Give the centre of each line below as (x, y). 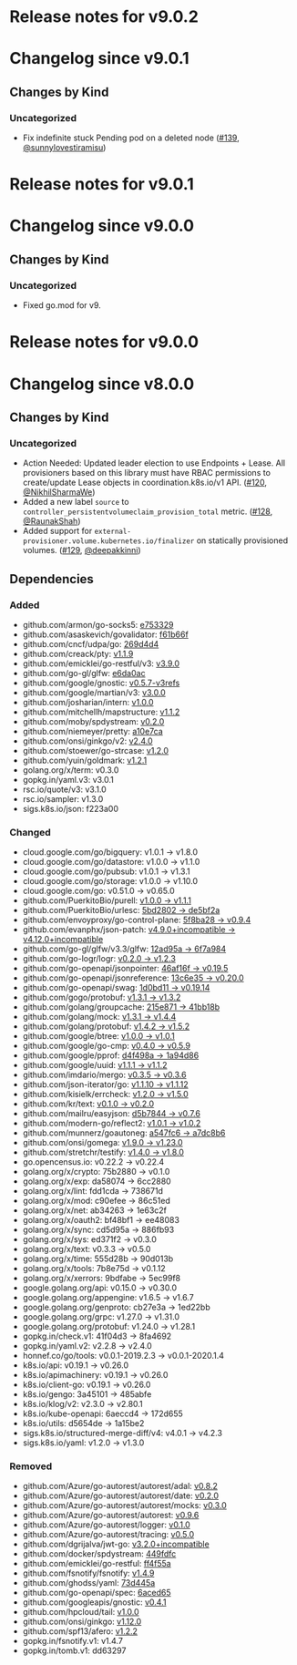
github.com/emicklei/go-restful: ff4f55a (97, 1564)
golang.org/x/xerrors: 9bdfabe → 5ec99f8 (102, 1279)
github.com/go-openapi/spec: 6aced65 (97, 1593)
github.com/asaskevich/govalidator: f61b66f (105, 634)
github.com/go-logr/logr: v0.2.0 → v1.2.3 (99, 959)
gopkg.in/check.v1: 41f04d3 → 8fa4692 (97, 1336)
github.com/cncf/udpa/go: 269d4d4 (91, 643)
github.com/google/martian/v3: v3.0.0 (94, 692)
